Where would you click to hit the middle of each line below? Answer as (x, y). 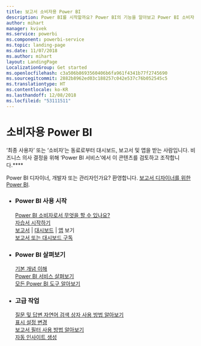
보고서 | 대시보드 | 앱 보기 (45, 230)
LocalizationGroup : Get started (46, 67)
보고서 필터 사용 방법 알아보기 (49, 330)
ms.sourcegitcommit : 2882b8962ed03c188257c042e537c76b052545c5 (87, 78)
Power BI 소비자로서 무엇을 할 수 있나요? (62, 215)
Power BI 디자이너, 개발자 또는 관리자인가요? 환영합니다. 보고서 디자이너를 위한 (98, 178)
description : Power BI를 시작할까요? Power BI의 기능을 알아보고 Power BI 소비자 (100, 17)
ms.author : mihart (29, 56)
